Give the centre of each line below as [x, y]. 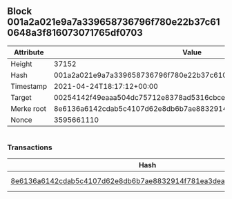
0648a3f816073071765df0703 [75, 33]
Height [21, 63]
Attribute [29, 52]
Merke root [29, 108]
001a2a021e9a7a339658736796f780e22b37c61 [114, 22]
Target [21, 97]
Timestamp [29, 86]
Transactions [30, 147]
